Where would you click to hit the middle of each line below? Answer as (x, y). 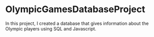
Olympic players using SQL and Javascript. (51, 28)
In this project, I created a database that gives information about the (77, 23)
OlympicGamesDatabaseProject (75, 9)
